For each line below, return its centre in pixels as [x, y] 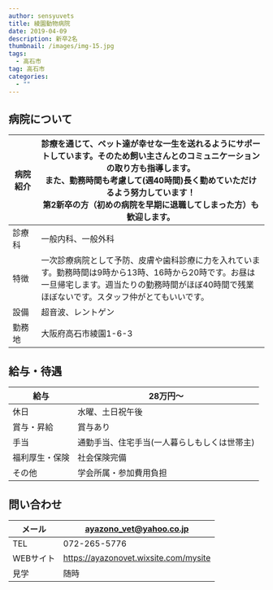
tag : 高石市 [27, 69]
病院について [41, 119]
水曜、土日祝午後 [110, 412]
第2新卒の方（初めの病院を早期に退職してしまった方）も [151, 205]
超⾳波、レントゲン [78, 312]
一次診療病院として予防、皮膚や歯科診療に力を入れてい [147, 260]
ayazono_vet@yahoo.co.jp [137, 528]
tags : [17, 54]
